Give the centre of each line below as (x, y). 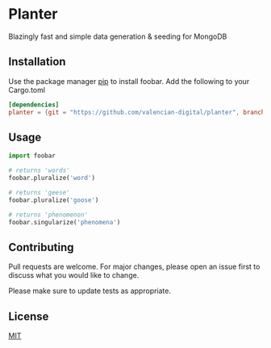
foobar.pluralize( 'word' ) (52, 178)
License (29, 316)
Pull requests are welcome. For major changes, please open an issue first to (134, 266)
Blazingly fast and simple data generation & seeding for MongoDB (118, 36)
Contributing (41, 247)
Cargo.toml (27, 90)
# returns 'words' (39, 170)
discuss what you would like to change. (74, 275)
